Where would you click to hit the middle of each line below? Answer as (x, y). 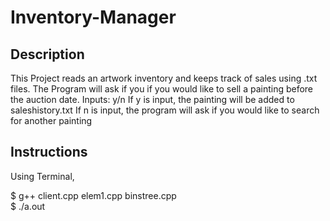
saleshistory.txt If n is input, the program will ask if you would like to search (165, 110)
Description (47, 54)
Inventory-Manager (93, 17)
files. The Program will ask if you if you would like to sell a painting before (162, 89)
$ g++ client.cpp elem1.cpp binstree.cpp (93, 195)
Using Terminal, (42, 176)
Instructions (49, 152)
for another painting (51, 120)
